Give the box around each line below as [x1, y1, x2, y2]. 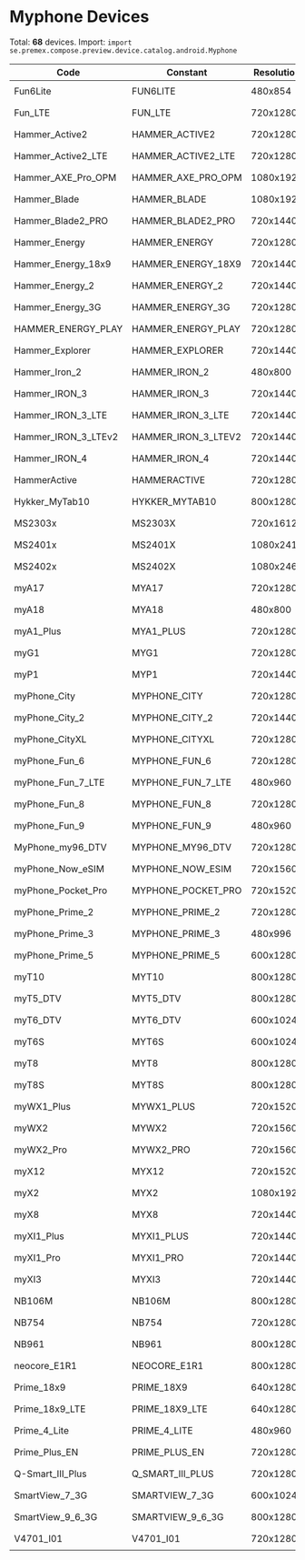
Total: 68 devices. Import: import [9, 36, 133, 47]
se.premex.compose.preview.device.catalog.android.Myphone [9, 45, 238, 55]
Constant [166, 65, 208, 78]
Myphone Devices [9, 6, 150, 27]
